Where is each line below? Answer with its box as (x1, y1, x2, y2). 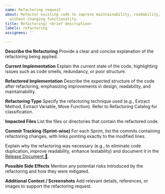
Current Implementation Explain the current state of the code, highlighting (5, 63, 158, 69)
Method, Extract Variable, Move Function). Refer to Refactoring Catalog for (5, 104, 158, 109)
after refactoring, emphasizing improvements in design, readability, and (5, 83, 151, 89)
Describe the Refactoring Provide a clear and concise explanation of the (5, 48, 154, 54)
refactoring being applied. (5, 54, 58, 60)
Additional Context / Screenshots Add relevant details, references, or (5, 178, 149, 184)
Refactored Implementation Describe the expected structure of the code (5, 78, 155, 84)
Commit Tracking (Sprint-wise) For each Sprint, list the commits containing (5, 128, 160, 134)
